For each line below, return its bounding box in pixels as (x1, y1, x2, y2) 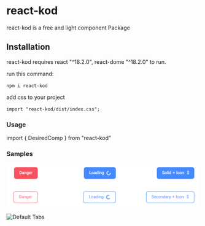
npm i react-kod (6, 82, 48, 89)
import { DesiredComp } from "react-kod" (6, 134, 112, 142)
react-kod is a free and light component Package (6, 24, 130, 31)
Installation (6, 42, 50, 52)
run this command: (6, 70, 54, 77)
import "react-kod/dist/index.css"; (6, 106, 100, 112)
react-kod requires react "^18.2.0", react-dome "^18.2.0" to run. (6, 58, 167, 65)
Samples (6, 149, 33, 158)
